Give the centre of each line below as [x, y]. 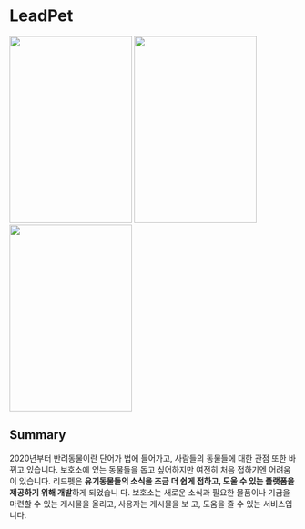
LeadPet [41, 16]
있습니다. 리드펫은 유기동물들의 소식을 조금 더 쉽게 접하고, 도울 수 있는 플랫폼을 [157, 481]
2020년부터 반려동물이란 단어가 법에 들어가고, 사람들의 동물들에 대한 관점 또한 [148, 458]
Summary [38, 435]
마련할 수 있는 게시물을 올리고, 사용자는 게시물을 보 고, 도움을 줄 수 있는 [135, 504]
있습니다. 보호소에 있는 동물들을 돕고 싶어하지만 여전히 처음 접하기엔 [146, 469]
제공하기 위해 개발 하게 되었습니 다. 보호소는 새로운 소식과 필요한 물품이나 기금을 [150, 492]
